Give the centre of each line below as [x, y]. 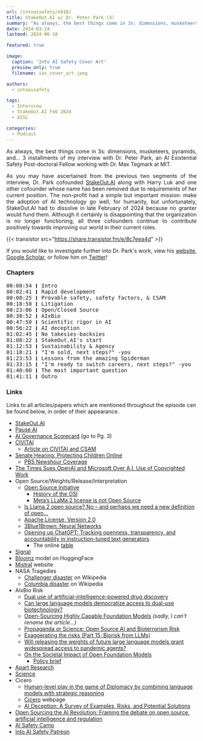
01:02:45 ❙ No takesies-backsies [56, 334]
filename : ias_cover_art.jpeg [50, 73]
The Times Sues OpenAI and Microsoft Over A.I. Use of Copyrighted [100, 468]
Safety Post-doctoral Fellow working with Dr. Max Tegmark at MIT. [89, 164]
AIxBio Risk [29, 590]
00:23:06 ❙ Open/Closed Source [53, 310]
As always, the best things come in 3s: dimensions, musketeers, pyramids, [101, 151]
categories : [21, 128]
